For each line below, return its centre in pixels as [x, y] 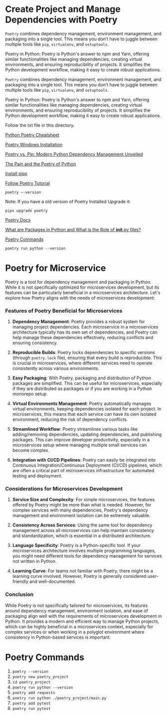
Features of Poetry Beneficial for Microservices [64, 311]
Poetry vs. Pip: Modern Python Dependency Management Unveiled [74, 154]
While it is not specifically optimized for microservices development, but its [82, 287]
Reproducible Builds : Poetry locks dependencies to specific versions [84, 353]
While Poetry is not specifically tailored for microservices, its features [77, 605]
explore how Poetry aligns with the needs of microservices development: [80, 298]
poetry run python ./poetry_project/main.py [59, 698]
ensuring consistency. [35, 343]
